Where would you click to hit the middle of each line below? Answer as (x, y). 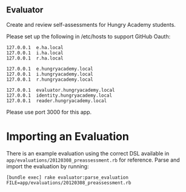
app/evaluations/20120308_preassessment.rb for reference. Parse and (93, 160)
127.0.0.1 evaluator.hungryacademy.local (61, 90)
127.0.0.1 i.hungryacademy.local (50, 74)
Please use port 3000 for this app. (49, 112)
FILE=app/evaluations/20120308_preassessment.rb (69, 183)
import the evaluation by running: (48, 166)
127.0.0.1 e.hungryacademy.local (50, 69)
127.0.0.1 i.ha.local (35, 53)
